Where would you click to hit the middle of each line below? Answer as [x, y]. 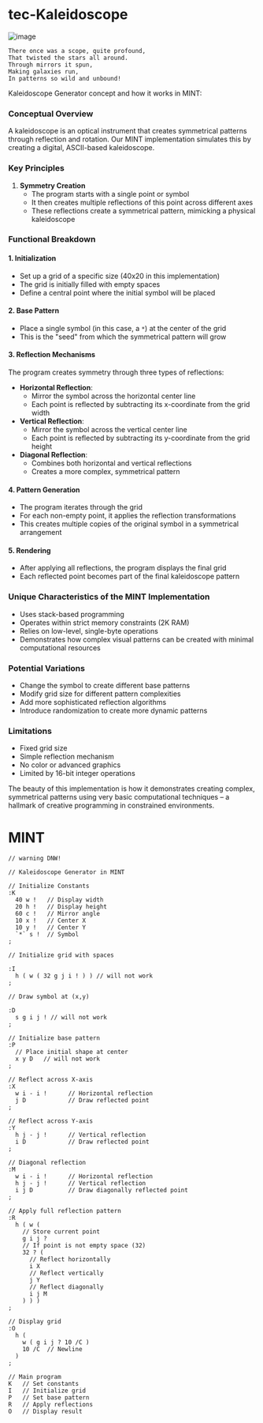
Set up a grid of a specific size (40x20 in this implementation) [120, 276]
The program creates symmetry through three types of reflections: [116, 372]
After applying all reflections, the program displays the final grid [123, 568]
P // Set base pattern [49, 1398]
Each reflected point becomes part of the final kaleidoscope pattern [130, 576]
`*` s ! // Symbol [47, 935]
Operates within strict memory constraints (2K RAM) [104, 623]
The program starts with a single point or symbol [110, 194]
